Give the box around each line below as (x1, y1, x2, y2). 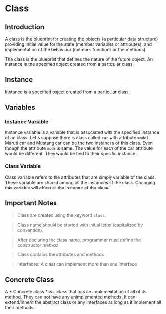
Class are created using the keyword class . (17, 212, 106, 218)
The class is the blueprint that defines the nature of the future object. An (5, 56, 153, 62)
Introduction (5, 23, 45, 31)
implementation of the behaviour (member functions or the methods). (5, 47, 147, 52)
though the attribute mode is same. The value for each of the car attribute (5, 145, 153, 151)
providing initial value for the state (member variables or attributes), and (5, 41, 152, 47)
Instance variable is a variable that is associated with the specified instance (5, 129, 160, 135)
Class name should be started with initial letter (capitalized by (17, 222, 143, 228)
